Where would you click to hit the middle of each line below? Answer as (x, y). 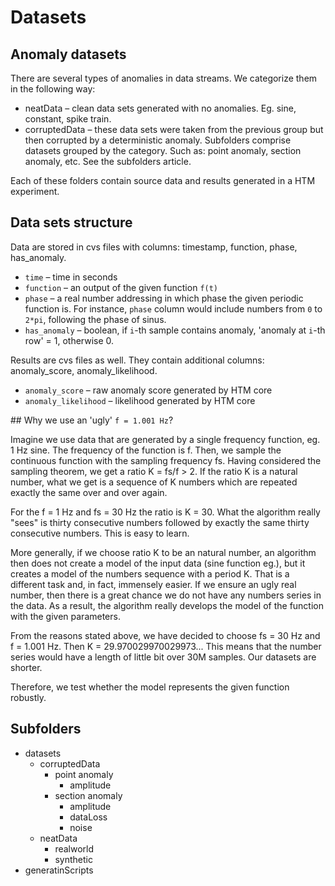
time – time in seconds (71, 277)
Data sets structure (71, 222)
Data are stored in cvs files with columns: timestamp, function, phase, (154, 247)
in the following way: (53, 89)
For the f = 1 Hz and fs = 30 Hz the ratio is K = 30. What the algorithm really (165, 512)
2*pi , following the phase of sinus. (95, 319)
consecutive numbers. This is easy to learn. (100, 533)
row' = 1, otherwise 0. (69, 340)
